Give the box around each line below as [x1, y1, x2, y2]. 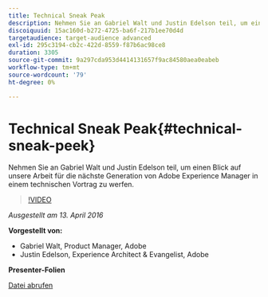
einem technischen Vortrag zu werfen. [8, 180, 134, 190]
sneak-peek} [8, 136, 96, 154]
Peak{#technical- [123, 119, 243, 138]
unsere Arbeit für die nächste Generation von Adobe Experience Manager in [8, 171, 258, 181]
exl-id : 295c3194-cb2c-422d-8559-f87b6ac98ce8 [8, 41, 166, 49]
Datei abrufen [8, 280, 53, 291]
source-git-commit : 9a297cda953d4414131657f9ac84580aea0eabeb [8, 57, 219, 64]
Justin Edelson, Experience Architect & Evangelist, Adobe [19, 250, 209, 260]
